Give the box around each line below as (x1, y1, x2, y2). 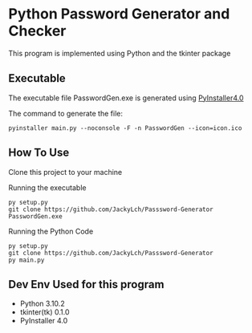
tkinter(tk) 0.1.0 (19, 307, 70, 317)
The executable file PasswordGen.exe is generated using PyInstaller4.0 (8, 93, 244, 103)
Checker (8, 22, 67, 40)
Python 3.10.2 (19, 298, 66, 309)
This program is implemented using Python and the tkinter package (8, 48, 231, 58)
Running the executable (8, 182, 87, 193)
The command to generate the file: (8, 108, 123, 118)
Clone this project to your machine (8, 167, 123, 177)
